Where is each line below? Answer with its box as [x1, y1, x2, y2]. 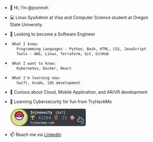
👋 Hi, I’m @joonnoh [9, 5, 49, 10]
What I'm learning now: [12, 75, 61, 80]
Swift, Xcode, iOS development [16, 80, 80, 85]
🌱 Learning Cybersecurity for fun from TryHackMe [9, 99, 112, 105]
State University [9, 22, 43, 27]
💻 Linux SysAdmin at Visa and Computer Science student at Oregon [9, 15, 149, 20]
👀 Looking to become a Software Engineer [9, 31, 96, 37]
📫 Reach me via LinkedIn [9, 132, 62, 138]
